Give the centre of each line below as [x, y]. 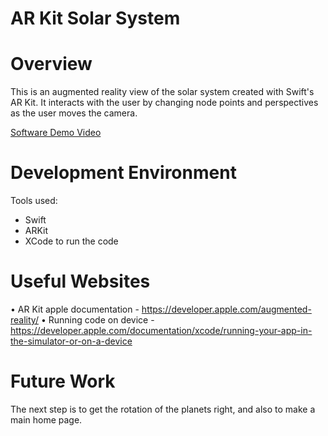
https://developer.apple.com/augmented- [226, 309]
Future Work [63, 381]
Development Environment [123, 173]
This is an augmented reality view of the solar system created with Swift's [162, 92]
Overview [51, 64]
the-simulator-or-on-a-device [71, 341]
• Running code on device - [97, 320]
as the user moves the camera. [74, 113]
